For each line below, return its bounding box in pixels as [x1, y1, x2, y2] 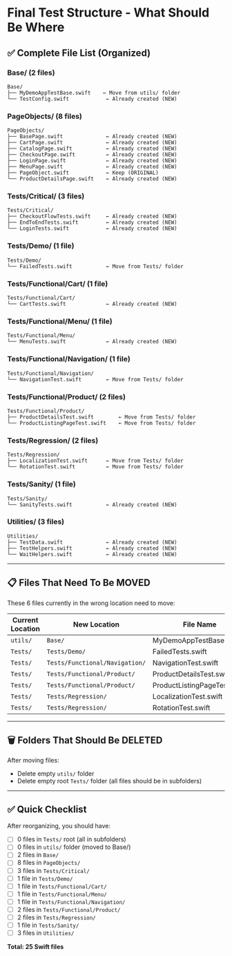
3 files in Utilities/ [17, 929, 75, 937]
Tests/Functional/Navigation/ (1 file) [7, 354, 131, 364]
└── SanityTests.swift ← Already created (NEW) [7, 501, 177, 508]
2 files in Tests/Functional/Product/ [17, 905, 121, 913]
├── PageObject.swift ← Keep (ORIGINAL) [7, 169, 159, 177]
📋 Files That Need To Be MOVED [7, 577, 151, 589]
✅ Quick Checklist [7, 803, 87, 815]
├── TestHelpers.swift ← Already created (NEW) [7, 544, 177, 552]
